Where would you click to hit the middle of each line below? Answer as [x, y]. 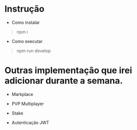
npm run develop [34, 51]
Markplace [22, 94]
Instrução [25, 9]
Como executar [27, 41]
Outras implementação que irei [68, 70]
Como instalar [26, 22]
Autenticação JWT [30, 122]
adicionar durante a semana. [64, 81]
